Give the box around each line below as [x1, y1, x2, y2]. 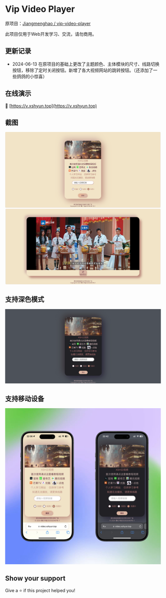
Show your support [5, 574, 66, 583]
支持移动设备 [5, 394, 44, 403]
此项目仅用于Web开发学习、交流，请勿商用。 [5, 31, 97, 37]
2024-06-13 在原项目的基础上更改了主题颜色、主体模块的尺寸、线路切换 [12, 61, 160, 67]
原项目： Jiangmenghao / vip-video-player [5, 20, 91, 26]
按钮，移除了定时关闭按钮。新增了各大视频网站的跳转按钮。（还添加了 [12, 67, 153, 73]
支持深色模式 [5, 295, 44, 304]
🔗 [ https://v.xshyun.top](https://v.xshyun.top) [5, 103, 97, 109]
